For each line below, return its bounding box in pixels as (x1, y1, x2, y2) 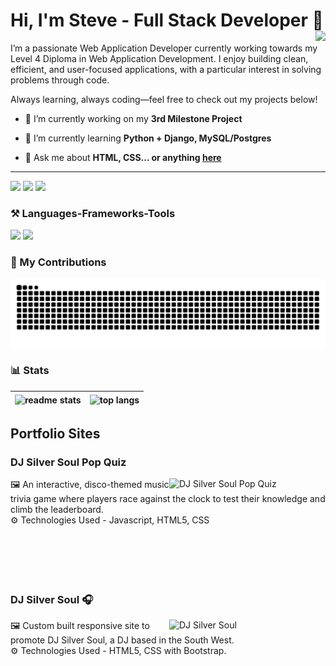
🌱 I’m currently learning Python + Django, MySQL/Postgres (24, 132, 272, 144)
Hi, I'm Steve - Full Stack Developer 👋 (10, 9, 324, 32)
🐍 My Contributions (10, 255, 107, 269)
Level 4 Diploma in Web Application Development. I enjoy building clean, (10, 52, 309, 64)
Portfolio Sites (10, 425, 101, 442)
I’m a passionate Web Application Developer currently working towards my (10, 42, 318, 54)
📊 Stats (10, 364, 50, 378)
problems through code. (10, 74, 110, 86)
